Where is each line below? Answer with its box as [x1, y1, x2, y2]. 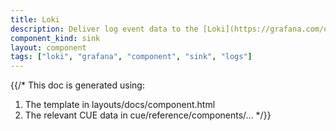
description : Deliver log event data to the [10, 24, 199, 34]
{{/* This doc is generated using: [10, 79, 145, 91]
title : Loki [10, 14, 60, 25]
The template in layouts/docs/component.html [24, 99, 216, 111]
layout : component [10, 42, 87, 53]
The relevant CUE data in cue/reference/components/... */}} [24, 109, 272, 121]
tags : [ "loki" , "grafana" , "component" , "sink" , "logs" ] [10, 52, 253, 62]
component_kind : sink [10, 33, 101, 43]
